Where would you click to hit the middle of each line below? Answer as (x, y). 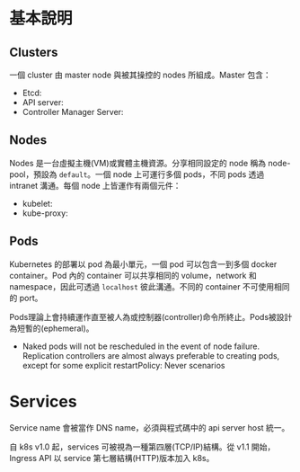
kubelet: (37, 203)
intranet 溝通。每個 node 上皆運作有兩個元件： (95, 185)
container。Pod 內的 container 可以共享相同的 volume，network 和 (133, 275)
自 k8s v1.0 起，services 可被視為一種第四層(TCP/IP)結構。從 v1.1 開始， (142, 447)
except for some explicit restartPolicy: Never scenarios (124, 365)
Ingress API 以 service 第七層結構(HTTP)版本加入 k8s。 (112, 458)
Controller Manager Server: (73, 112)
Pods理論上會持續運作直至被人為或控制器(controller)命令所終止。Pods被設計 (151, 316)
